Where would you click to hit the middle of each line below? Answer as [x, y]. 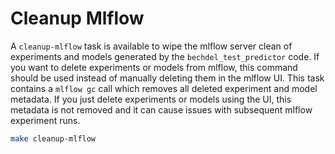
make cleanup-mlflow [53, 138]
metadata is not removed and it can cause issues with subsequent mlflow [161, 109]
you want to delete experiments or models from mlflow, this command [154, 67]
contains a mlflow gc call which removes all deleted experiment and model [164, 88]
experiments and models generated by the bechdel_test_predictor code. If [165, 56]
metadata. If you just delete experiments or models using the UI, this [151, 99]
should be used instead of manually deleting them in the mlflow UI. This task [167, 78]
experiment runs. [45, 120]
